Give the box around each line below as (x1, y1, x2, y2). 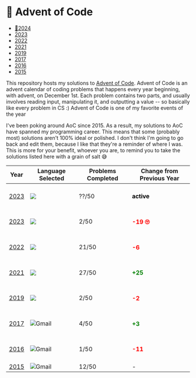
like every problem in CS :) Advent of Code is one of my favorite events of (6, 104, 184, 111)
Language (37, 167, 66, 175)
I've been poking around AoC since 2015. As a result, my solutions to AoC (6, 122, 183, 129)
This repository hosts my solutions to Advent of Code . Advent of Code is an (6, 79, 188, 87)
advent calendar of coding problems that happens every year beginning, (6, 85, 180, 92)
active (132, 193, 150, 201)
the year (6, 111, 26, 118)
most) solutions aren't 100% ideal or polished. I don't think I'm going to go (6, 134, 184, 141)
